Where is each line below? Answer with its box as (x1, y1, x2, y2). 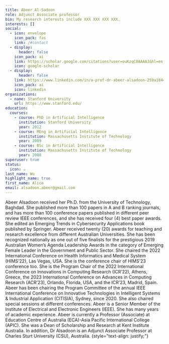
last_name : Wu (5, 171, 35, 176)
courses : (10, 110, 28, 116)
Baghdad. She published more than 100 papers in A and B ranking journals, (5, 204, 161, 211)
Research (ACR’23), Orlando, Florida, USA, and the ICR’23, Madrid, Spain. (5, 279, 158, 285)
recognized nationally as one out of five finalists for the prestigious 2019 (5, 236, 155, 242)
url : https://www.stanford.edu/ (14, 101, 82, 106)
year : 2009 (18, 139, 42, 144)
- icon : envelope (10, 31, 46, 36)
